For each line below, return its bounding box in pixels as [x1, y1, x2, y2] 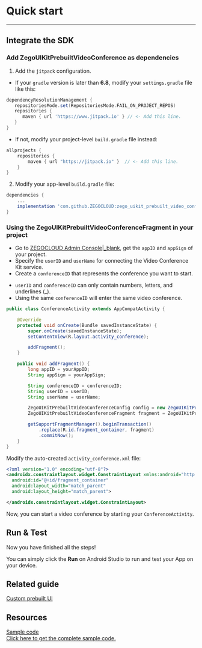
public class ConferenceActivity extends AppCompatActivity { [6, 306, 165, 312]
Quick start [6, 4, 63, 18]
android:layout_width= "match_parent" [11, 483, 106, 489]
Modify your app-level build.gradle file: [14, 180, 115, 188]
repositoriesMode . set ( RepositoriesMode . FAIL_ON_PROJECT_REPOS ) [14, 102, 176, 109]
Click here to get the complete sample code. [6, 635, 116, 642]
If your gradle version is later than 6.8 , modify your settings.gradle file [14, 79, 192, 86]
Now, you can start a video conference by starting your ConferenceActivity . [6, 510, 194, 518]
